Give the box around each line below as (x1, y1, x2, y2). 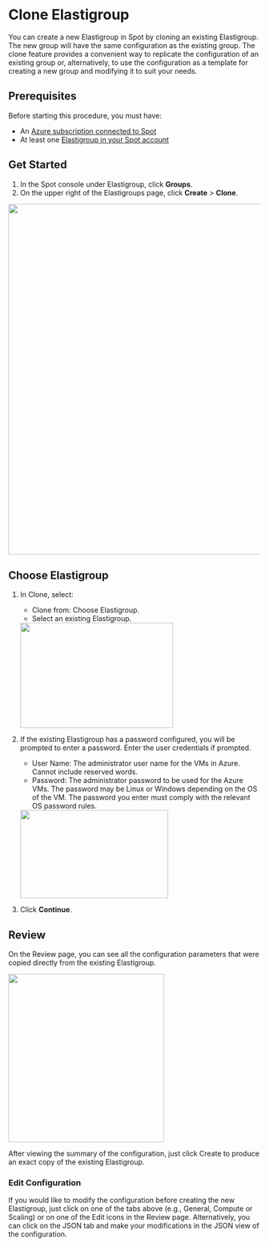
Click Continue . (19, 905, 72, 914)
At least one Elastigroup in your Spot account (19, 135, 170, 144)
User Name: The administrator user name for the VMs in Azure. (31, 759, 240, 769)
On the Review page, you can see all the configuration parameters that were (8, 950, 259, 959)
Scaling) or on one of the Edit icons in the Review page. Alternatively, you (8, 1213, 251, 1222)
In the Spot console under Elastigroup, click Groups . (19, 179, 193, 189)
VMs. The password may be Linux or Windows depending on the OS (31, 784, 258, 794)
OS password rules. (31, 801, 98, 811)
